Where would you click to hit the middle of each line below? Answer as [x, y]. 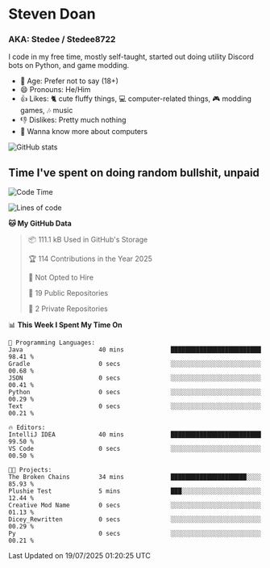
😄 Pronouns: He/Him [55, 90]
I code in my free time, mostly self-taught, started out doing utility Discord [131, 57]
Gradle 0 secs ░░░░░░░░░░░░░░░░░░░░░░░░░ [135, 364]
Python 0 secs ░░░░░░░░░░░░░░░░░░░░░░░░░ [135, 393]
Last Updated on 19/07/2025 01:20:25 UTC [79, 556]
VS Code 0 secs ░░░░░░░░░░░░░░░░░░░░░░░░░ [135, 449]
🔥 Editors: [27, 428]
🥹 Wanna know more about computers [83, 132]
